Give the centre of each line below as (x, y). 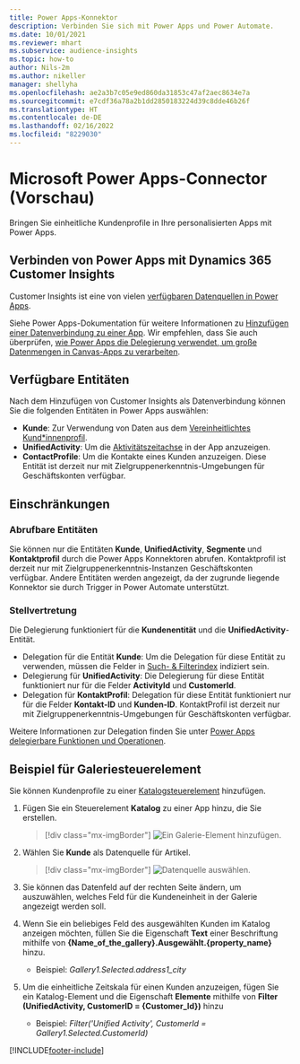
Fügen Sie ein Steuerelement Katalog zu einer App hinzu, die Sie (142, 808)
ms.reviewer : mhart (46, 43)
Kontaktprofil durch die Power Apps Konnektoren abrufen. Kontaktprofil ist (148, 559)
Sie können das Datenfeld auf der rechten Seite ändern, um (132, 887)
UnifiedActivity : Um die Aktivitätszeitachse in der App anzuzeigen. (146, 447)
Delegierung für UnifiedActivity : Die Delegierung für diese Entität (143, 676)
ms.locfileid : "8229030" (56, 135)
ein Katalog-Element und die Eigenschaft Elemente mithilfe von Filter (150, 997)
